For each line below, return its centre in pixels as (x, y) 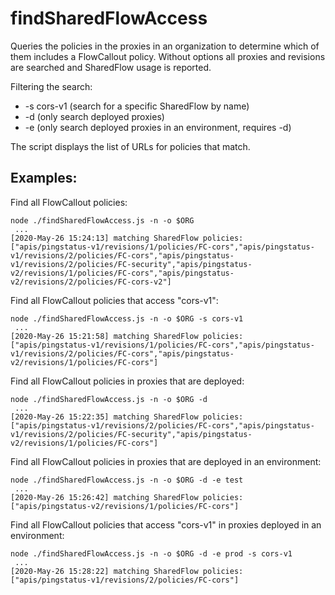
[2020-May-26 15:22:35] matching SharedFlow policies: (127, 417)
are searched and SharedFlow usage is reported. (111, 67)
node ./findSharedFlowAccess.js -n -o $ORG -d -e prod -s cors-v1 (151, 553)
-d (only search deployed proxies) (94, 116)
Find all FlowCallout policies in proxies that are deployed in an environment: (166, 461)
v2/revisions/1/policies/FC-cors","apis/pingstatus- (122, 273)
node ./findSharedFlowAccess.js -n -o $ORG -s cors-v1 (127, 318)
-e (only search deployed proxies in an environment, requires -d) (158, 127)
